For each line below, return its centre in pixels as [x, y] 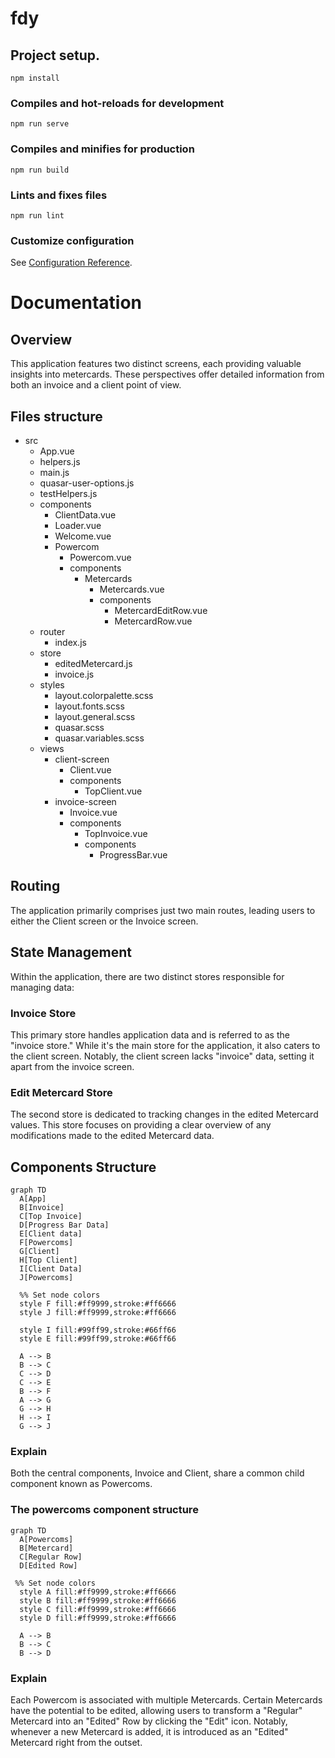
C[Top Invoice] [51, 1217]
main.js [54, 472]
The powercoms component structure [104, 1510]
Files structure [56, 416]
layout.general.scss [95, 716]
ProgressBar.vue [133, 855]
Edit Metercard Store [61, 1092]
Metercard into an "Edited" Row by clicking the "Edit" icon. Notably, [149, 1721]
